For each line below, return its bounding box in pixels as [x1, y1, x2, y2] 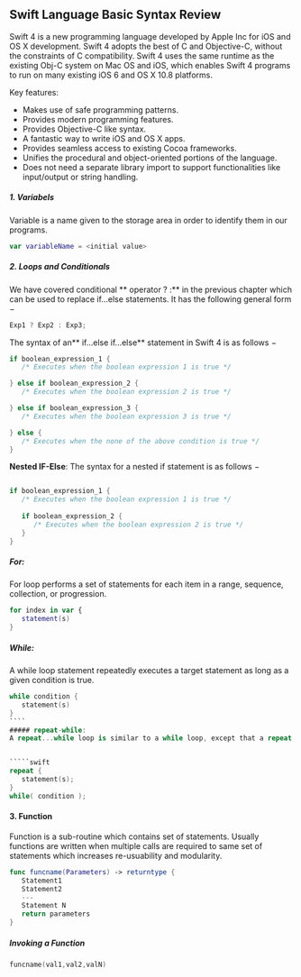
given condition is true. [9, 675, 95, 686]
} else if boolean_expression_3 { [9, 404, 140, 413]
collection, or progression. [9, 589, 107, 599]
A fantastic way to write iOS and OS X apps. [22, 132, 186, 143]
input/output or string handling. [22, 171, 139, 182]
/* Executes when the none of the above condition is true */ [21, 436, 260, 445]
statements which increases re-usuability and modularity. [9, 850, 223, 861]
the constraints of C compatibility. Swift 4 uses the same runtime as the [9, 50, 275, 61]
